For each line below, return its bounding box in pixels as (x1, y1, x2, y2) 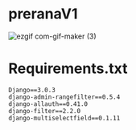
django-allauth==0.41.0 (8, 100, 89, 108)
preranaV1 (8, 5, 78, 23)
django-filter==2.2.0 (8, 107, 81, 115)
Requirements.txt (8, 59, 128, 78)
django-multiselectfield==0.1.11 (8, 114, 121, 122)
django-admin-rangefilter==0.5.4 (8, 93, 121, 101)
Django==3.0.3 (8, 86, 56, 94)
